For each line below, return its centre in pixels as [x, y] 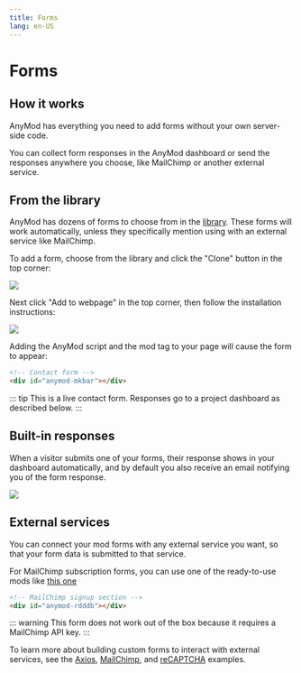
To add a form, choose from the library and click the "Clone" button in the [146, 259]
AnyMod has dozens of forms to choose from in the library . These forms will [151, 222]
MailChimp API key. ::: [50, 632]
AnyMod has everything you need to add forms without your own [130, 125]
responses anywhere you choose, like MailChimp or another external [137, 162]
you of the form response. [58, 477]
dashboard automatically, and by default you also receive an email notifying [150, 467]
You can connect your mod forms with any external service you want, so [144, 544]
